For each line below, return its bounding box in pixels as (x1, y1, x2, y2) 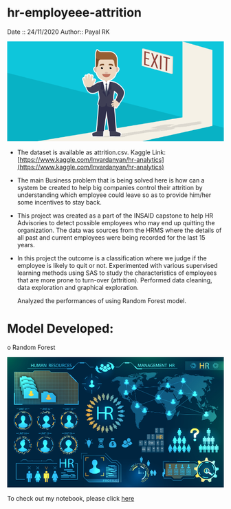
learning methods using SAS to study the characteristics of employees (16, 269, 217, 277)
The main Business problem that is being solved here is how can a (16, 176, 205, 184)
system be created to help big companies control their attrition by (16, 183, 203, 191)
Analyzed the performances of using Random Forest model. (16, 296, 187, 304)
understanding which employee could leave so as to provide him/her (16, 191, 212, 199)
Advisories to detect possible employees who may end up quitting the (16, 218, 215, 227)
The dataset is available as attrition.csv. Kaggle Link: (16, 148, 166, 156)
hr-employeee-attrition (7, 5, 142, 21)
